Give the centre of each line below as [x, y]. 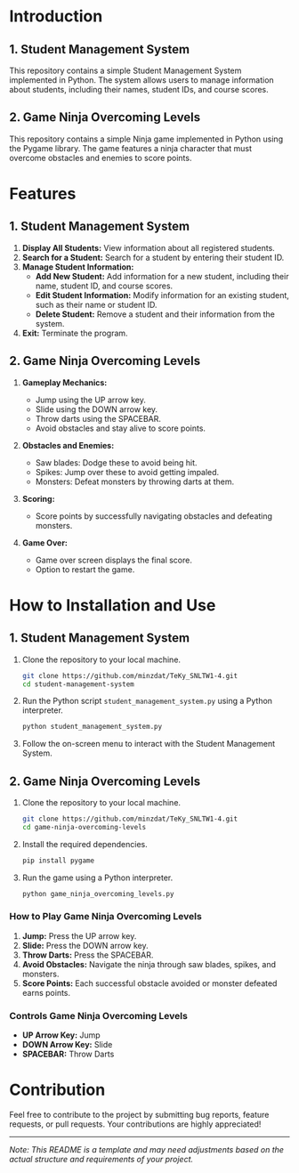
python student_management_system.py [92, 727]
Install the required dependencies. [85, 844]
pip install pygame [58, 861]
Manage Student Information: [78, 267]
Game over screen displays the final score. [114, 560]
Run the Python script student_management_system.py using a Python [147, 701]
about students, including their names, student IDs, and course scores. [139, 89]
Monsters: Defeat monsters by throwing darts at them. [134, 481]
